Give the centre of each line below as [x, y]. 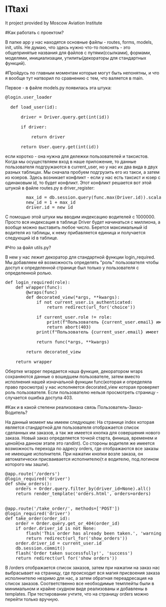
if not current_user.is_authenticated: [85, 302]
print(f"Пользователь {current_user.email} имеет [98, 332]
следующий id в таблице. [32, 238]
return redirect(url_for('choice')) [91, 307]
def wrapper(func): [39, 287]
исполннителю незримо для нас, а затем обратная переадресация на [79, 578]
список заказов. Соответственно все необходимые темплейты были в [80, 583]
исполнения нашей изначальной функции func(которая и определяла [79, 382]
